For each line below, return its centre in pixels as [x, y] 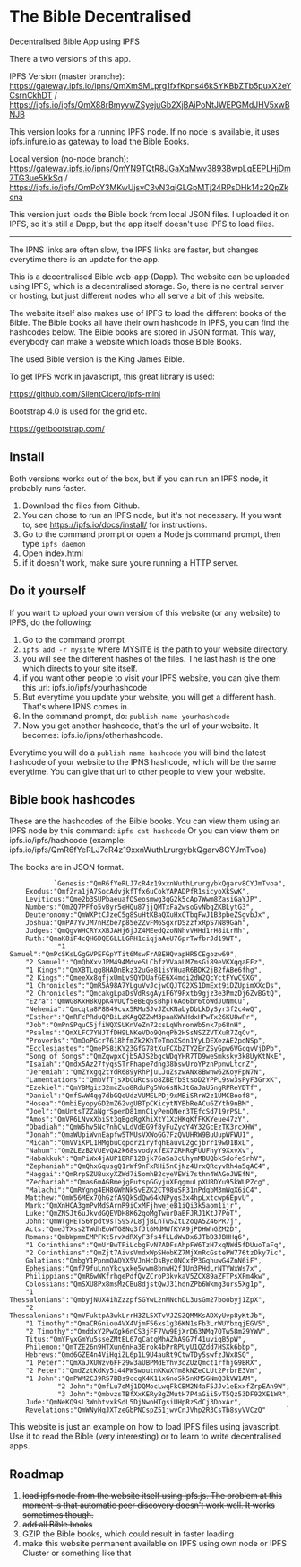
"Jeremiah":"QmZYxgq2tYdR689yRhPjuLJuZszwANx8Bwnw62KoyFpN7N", [146, 1072]
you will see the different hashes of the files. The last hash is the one [149, 658]
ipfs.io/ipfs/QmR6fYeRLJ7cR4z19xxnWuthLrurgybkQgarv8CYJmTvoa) [138, 850]
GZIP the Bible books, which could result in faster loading [128, 1534]
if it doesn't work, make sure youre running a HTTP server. [130, 562]
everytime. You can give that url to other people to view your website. [138, 771]
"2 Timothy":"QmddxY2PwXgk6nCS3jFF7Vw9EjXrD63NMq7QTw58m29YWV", [148, 1332]
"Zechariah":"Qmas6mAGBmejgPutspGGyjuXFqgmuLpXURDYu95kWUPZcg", [148, 1183]
